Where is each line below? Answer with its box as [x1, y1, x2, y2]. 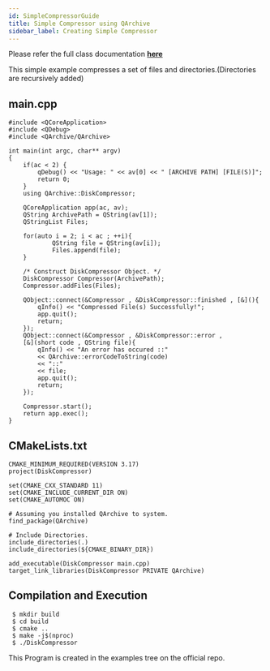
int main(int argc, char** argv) [8, 147, 122, 155]
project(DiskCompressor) [8, 467, 92, 475]
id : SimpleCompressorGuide [8, 11, 100, 20]
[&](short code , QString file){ [23, 338, 136, 347]
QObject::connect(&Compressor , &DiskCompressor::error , [23, 332, 223, 340]
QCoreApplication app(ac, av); [23, 204, 129, 212]
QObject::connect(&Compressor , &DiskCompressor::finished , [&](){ [23, 296, 259, 304]
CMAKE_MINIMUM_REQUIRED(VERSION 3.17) [8, 460, 139, 468]
